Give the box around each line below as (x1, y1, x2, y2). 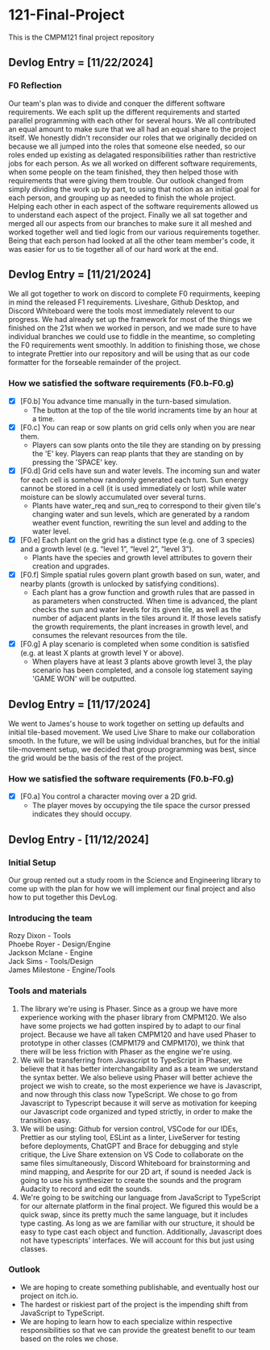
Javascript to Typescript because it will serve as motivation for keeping (19, 1098, 257, 1108)
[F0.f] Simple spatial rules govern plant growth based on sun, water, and (19, 569, 260, 579)
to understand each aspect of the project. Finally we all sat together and (8, 210, 248, 220)
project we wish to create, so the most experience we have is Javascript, (19, 1080, 263, 1091)
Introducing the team (8, 912, 93, 924)
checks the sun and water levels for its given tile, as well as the (31, 605, 242, 614)
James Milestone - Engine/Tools (8, 965, 115, 975)
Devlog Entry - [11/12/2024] (8, 832, 149, 846)
